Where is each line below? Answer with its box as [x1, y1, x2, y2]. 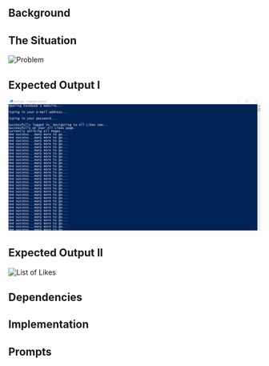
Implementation [8, 318, 90, 332]
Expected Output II [8, 246, 103, 259]
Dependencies [8, 291, 82, 304]
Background [8, 6, 70, 20]
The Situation [8, 34, 78, 47]
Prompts [8, 344, 52, 359]
